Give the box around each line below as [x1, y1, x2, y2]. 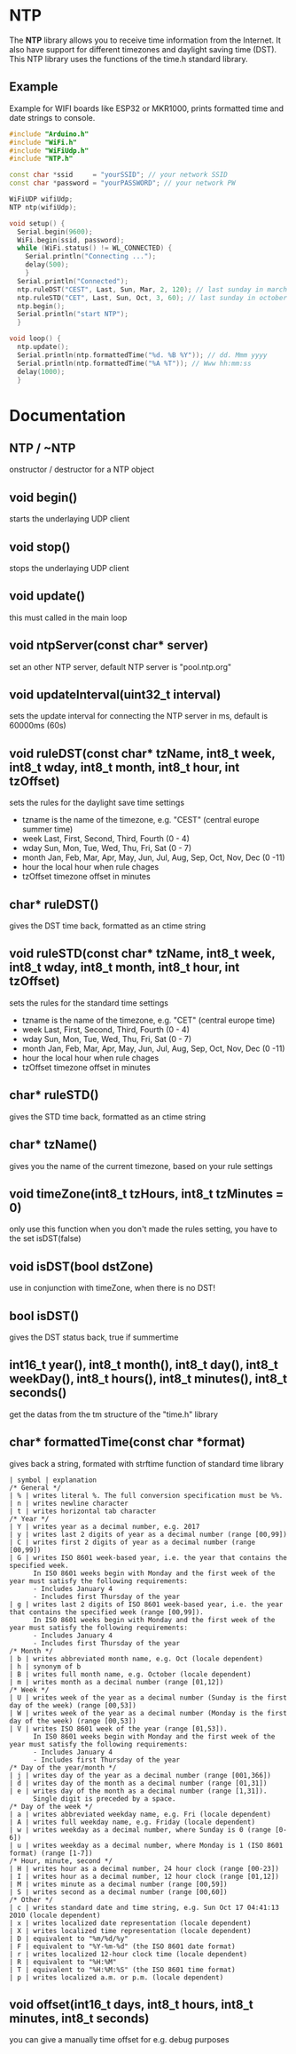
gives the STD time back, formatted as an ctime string [9, 1111, 206, 1122]
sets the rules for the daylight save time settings [9, 797, 184, 808]
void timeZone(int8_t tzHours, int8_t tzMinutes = [9, 1186, 284, 1201]
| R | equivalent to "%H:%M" [9, 1957, 117, 1966]
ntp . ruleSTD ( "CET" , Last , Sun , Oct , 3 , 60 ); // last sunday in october [17, 293, 288, 302]
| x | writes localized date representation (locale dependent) [9, 1918, 252, 1928]
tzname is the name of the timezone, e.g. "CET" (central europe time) [21, 1015, 276, 1025]
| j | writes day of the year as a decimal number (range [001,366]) [9, 1771, 272, 1779]
